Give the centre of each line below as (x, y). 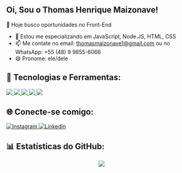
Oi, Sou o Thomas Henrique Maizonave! (82, 10)
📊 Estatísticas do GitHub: (55, 146)
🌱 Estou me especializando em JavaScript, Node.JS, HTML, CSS (96, 36)
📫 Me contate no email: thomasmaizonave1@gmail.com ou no (93, 43)
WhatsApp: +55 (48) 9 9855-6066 (58, 52)
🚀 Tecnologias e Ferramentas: (63, 77)
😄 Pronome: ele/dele (41, 58)
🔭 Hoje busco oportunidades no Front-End (59, 24)
